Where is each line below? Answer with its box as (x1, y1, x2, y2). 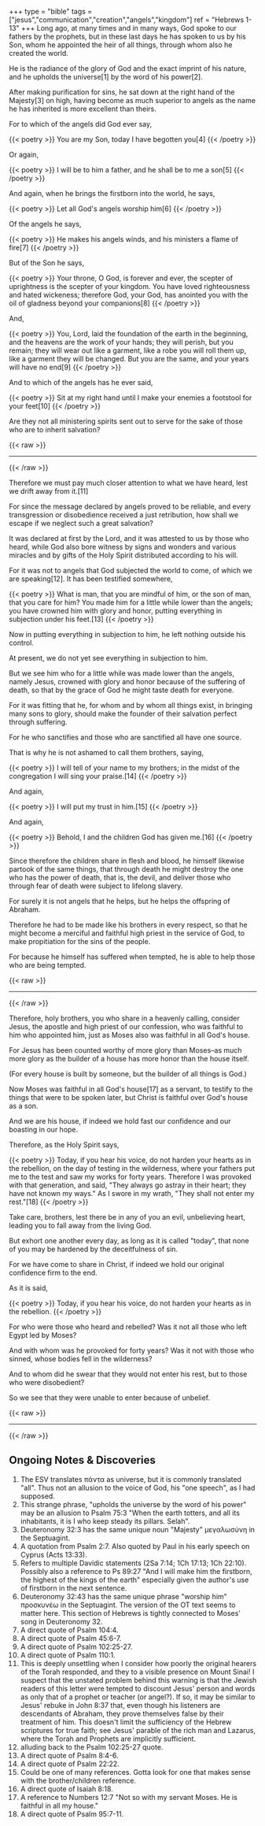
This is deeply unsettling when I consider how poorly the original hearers (20, 1658, 257, 1668)
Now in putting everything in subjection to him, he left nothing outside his (9, 630, 246, 639)
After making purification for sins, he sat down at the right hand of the (9, 87, 235, 97)
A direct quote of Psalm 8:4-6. (20, 1750, 119, 1760)
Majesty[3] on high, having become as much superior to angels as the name (9, 96, 256, 105)
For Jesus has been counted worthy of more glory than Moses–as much (9, 1046, 242, 1054)
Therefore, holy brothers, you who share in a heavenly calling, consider (9, 1013, 240, 1023)
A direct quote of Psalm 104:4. (20, 1625, 119, 1635)
